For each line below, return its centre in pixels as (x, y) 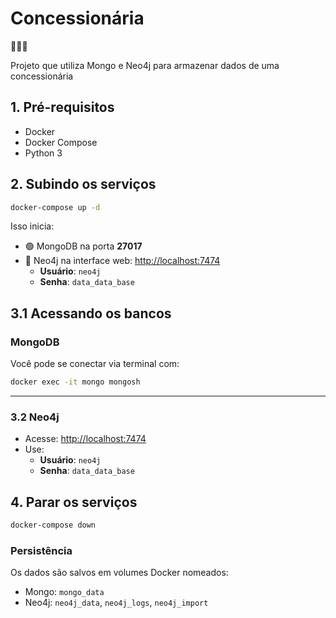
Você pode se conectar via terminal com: (95, 364)
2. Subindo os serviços (83, 184)
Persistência (41, 550)
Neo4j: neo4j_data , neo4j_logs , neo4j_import (116, 603)
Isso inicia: (32, 226)
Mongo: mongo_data (64, 592)
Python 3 (43, 153)
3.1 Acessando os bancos (91, 313)
